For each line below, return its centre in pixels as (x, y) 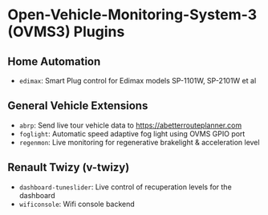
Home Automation (54, 61)
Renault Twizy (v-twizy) (69, 167)
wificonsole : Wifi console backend (77, 204)
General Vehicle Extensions (78, 106)
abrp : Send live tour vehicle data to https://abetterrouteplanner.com (130, 125)
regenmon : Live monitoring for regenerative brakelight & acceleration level (139, 142)
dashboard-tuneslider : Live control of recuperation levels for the (125, 187)
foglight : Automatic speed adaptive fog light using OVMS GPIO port (132, 133)
